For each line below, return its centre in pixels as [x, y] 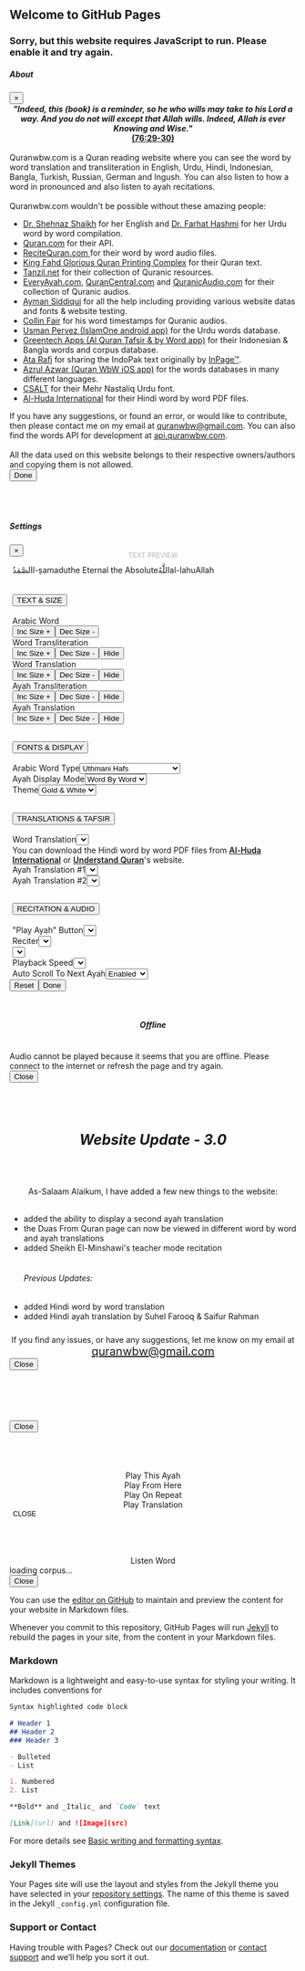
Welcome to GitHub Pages [85, 15]
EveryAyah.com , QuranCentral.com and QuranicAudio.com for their [148, 282]
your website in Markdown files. [69, 1609]
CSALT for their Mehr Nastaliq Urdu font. [99, 389]
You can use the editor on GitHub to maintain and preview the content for [147, 1599]
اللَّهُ [164, 570]
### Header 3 [34, 1740]
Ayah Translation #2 [50, 881]
